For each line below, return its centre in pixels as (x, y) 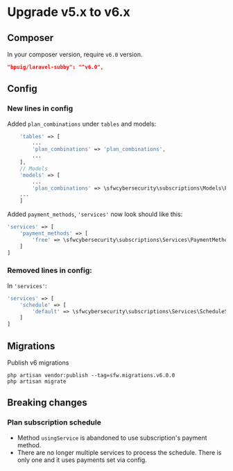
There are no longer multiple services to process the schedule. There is (119, 452)
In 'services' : (27, 286)
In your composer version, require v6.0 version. (75, 54)
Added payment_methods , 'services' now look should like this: (95, 214)
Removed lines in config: (50, 270)
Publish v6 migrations (38, 363)
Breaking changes (48, 403)
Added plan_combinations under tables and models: (82, 124)
